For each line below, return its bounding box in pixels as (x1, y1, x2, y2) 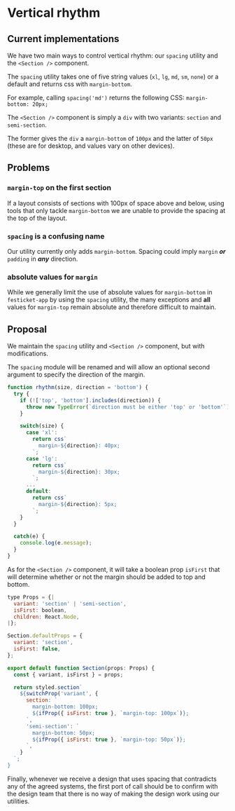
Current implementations (7, 33, 120, 45)
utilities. (7, 797, 30, 805)
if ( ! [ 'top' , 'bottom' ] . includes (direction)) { (20, 397, 161, 404)
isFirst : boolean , (13, 606, 68, 614)
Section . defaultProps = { (7, 632, 83, 639)
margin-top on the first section (7, 183, 112, 193)
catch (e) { (13, 533, 45, 540)
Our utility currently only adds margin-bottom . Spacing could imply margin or (7, 247, 226, 255)
